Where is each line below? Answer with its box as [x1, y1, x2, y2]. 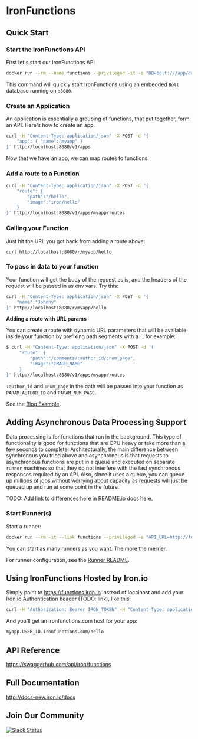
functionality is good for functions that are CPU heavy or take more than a [6, 439, 186, 446]
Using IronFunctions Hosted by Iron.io [6, 574, 148, 584]
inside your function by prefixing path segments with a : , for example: [6, 333, 176, 340]
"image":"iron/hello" [27, 199, 81, 205]
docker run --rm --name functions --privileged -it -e [6, 70, 144, 76]
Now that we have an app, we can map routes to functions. [6, 155, 149, 162]
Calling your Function [6, 224, 69, 233]
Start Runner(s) [6, 509, 52, 518]
